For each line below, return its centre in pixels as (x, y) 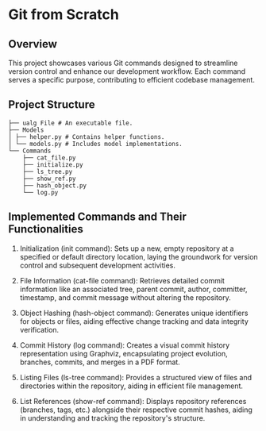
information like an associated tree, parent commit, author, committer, (133, 289)
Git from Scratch (64, 15)
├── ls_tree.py (48, 171)
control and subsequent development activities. (98, 265)
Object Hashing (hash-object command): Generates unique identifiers (134, 313)
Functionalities (46, 229)
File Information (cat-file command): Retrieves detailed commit (122, 280)
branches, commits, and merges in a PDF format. (100, 362)
